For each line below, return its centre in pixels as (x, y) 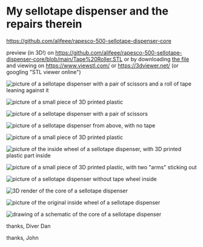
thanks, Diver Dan (28, 226)
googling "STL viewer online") (44, 72)
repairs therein (44, 24)
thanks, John (22, 237)
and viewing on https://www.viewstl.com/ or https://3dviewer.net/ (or (92, 66)
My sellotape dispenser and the (87, 11)
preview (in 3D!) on (30, 52)
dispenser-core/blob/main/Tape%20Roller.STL (65, 59)
